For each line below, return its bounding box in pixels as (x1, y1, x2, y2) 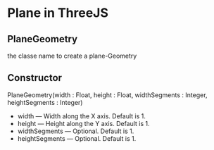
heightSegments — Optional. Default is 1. (17, 134, 137, 142)
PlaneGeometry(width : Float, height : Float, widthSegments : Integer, (7, 90, 208, 99)
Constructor (7, 72, 62, 84)
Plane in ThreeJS (7, 5, 109, 21)
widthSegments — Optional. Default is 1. (17, 127, 134, 135)
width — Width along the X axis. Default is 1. (17, 111, 146, 120)
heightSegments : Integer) (7, 98, 83, 106)
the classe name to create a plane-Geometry (7, 51, 137, 60)
